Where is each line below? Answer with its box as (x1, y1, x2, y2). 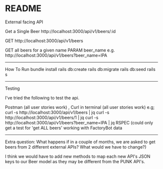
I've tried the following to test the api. (5, 95, 80, 101)
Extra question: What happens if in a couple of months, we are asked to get (5, 139, 156, 145)
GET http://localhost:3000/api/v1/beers (5, 37, 83, 44)
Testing (5, 85, 20, 91)
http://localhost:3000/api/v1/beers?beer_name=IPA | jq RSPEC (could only (5, 119, 153, 125)
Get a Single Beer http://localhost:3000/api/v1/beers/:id (5, 28, 116, 34)
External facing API (5, 19, 44, 25)
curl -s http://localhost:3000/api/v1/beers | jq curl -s (5, 109, 110, 115)
